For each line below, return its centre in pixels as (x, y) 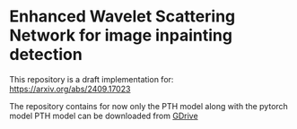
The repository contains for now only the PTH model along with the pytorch (149, 106)
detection (46, 55)
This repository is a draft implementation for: (92, 79)
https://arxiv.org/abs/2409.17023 (70, 89)
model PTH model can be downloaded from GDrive (104, 116)
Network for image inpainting (121, 35)
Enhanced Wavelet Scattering (122, 17)
